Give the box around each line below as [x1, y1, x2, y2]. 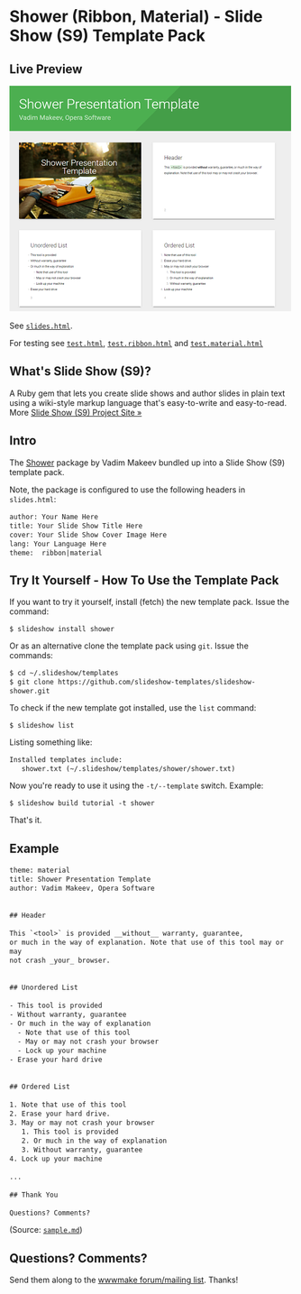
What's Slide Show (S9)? [9, 363, 151, 380]
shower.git [9, 687, 50, 696]
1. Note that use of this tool [9, 1100, 127, 1110]
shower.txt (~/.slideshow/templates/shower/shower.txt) [21, 765, 236, 774]
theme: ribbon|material [9, 548, 103, 557]
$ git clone [9, 678, 54, 687]
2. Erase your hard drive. [9, 1109, 111, 1119]
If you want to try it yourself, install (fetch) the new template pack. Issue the [9, 597, 290, 608]
